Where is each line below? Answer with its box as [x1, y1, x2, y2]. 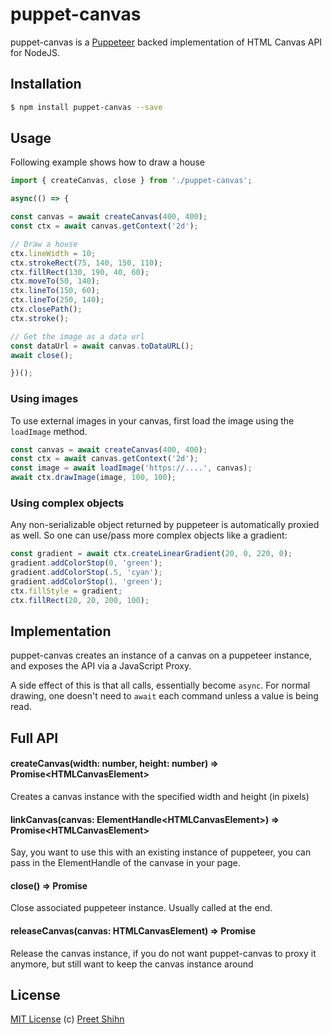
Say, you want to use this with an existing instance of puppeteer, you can [10, 846, 312, 858]
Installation [10, 76, 82, 93]
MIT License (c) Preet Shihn [10, 1013, 125, 1025]
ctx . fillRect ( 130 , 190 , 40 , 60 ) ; [10, 267, 150, 277]
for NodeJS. [10, 46, 61, 58]
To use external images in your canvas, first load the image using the [10, 414, 295, 427]
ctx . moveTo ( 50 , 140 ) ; [10, 276, 101, 287]
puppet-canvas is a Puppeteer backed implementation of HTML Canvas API [10, 36, 323, 48]
